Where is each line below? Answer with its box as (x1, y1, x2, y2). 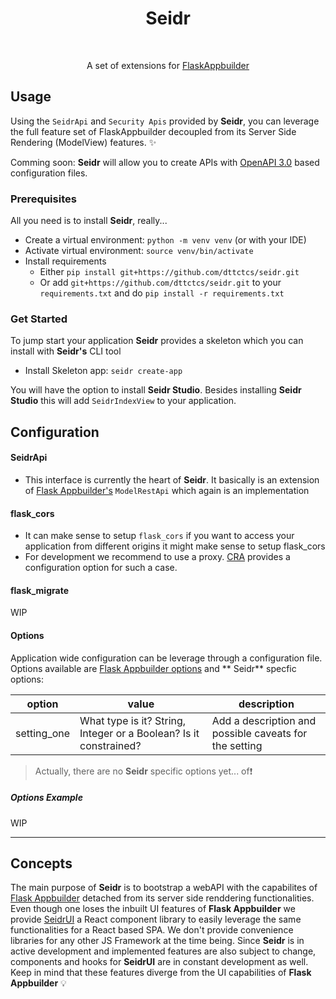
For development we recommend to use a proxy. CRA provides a (24, 551, 291, 563)
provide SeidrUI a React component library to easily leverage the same (10, 913, 302, 926)
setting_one (15, 726, 71, 740)
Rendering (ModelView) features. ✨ (10, 136, 157, 148)
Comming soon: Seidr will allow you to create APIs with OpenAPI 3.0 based (10, 156, 320, 168)
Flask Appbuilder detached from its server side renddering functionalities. (10, 892, 315, 904)
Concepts (10, 855, 73, 872)
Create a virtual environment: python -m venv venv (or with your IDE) (24, 234, 307, 246)
